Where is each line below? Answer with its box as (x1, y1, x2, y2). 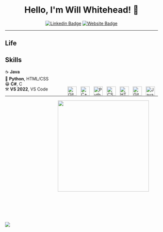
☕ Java (5, 69, 20, 75)
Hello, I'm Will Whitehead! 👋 (24, 4, 139, 16)
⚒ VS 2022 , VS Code (5, 86, 49, 92)
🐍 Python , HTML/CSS (5, 76, 49, 82)
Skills (5, 55, 22, 64)
